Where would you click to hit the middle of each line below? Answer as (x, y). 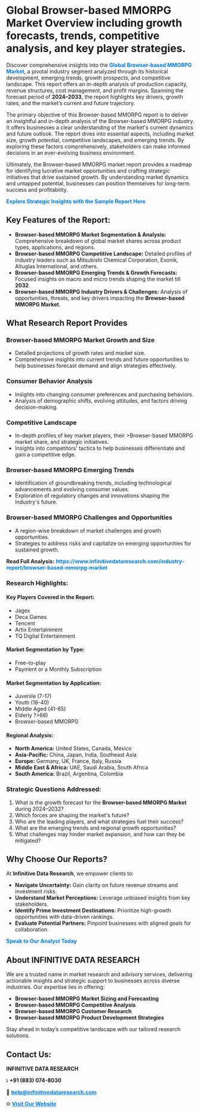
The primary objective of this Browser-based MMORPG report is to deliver (97, 115)
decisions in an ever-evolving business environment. (71, 152)
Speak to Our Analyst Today (42, 941)
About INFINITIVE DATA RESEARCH (73, 960)
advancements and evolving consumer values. (72, 489)
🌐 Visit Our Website (31, 1104)
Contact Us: (29, 1054)
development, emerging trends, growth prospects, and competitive (88, 78)
